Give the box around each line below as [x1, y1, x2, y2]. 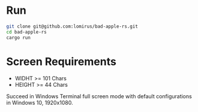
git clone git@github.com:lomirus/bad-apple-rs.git [6, 23, 138, 29]
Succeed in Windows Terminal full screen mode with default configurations [6, 92, 192, 99]
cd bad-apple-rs [6, 29, 47, 35]
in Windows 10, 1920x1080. [6, 99, 73, 106]
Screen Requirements [6, 55, 117, 68]
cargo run [6, 34, 31, 41]
